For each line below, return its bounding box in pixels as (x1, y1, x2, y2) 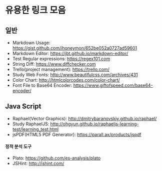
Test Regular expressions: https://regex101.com (12, 56, 110, 62)
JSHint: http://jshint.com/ (12, 160, 64, 166)
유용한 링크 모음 (5, 5, 66, 16)
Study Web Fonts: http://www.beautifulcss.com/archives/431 (12, 72, 138, 78)
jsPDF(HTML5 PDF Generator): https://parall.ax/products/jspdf (12, 131, 141, 137)
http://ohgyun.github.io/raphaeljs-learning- (50, 121, 139, 127)
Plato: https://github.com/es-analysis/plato (12, 155, 101, 161)
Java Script (5, 102, 41, 111)
